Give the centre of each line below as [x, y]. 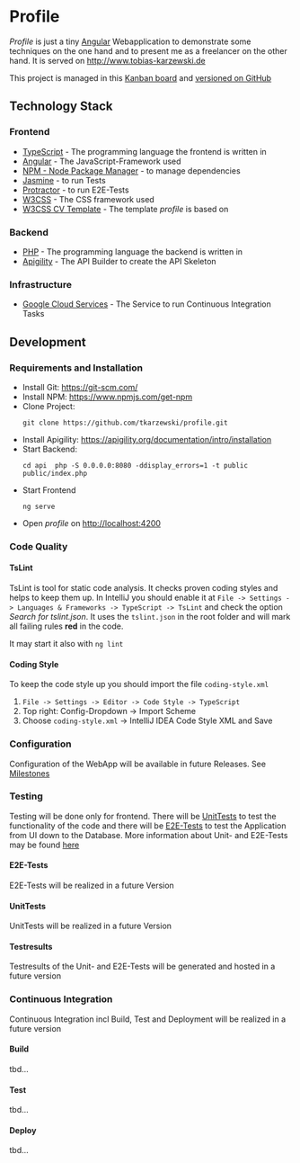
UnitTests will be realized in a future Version [91, 926]
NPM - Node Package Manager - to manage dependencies [131, 170]
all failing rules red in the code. [66, 626]
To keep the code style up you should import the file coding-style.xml [139, 684]
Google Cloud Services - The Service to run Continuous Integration [147, 304]
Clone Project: [49, 406]
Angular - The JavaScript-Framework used [101, 161]
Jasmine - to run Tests [64, 180]
